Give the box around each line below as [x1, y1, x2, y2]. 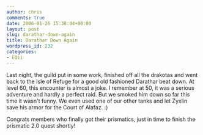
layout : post [6, 26, 40, 32]
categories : [6, 49, 37, 55]
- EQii [6, 54, 23, 60]
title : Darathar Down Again [6, 37, 78, 43]
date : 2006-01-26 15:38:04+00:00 [6, 20, 92, 26]
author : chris [6, 9, 43, 15]
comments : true [6, 15, 45, 21]
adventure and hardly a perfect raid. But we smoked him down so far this [6, 90, 190, 98]
